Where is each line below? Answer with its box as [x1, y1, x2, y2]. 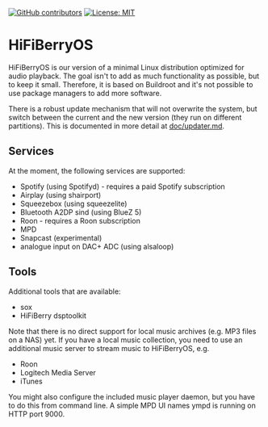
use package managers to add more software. [8, 88, 162, 98]
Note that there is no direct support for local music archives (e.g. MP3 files [8, 326, 257, 336]
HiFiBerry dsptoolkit [19, 311, 87, 320]
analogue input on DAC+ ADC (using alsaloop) [19, 241, 174, 251]
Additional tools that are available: [8, 287, 121, 296]
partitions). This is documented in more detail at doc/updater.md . [8, 121, 224, 131]
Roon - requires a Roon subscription [19, 216, 141, 225]
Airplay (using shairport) [19, 190, 102, 199]
